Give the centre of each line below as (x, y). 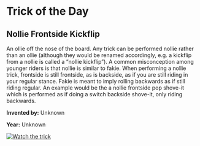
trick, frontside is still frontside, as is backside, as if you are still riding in (97, 75)
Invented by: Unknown (36, 113)
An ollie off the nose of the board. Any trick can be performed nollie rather (100, 48)
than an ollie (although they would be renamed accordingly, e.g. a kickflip (99, 55)
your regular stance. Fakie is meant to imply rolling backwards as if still (96, 81)
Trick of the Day (48, 11)
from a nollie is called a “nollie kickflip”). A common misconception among (100, 62)
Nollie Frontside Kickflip (53, 34)
